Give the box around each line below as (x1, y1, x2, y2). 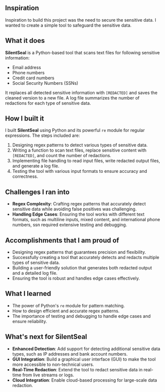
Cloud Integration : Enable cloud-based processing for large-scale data (12, 377, 158, 383)
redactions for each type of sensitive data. (5, 100, 91, 106)
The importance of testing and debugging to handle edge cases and (12, 313, 151, 319)
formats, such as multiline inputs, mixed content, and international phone (12, 217, 160, 223)
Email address (12, 64, 41, 70)
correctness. (12, 173, 38, 179)
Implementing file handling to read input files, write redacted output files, (12, 158, 160, 164)
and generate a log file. (12, 163, 60, 169)
